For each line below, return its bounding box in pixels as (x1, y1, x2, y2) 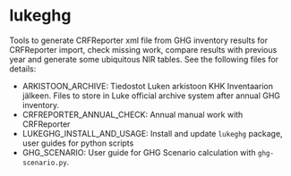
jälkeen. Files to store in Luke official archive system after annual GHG (21, 90, 280, 101)
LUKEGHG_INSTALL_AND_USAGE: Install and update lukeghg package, (21, 128, 284, 138)
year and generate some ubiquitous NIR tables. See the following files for (9, 54, 279, 64)
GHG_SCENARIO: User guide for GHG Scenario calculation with (21, 147, 257, 157)
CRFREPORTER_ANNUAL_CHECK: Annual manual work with (21, 109, 244, 120)
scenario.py (21, 158, 67, 167)
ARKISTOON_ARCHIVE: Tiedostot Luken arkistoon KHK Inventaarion (21, 80, 273, 91)
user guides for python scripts (21, 138, 134, 148)
